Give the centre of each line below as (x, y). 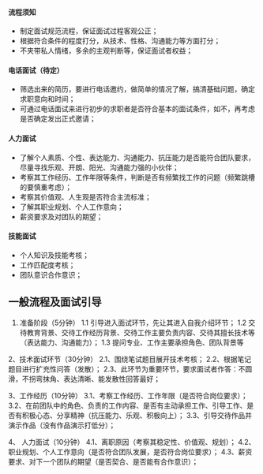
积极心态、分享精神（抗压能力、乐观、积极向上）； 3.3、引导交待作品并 (137, 415)
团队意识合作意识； (51, 274)
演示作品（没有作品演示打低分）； (62, 425)
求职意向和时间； (47, 99)
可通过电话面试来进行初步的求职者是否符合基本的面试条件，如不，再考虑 (137, 109)
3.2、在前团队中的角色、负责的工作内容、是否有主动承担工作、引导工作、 (128, 405)
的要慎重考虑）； (46, 187)
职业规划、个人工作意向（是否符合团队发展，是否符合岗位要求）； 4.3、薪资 (130, 452)
